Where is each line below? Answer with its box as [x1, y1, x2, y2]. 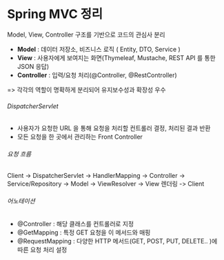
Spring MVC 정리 [7, 6, 103, 22]
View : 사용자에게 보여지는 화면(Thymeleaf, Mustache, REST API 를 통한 [17, 53, 216, 62]
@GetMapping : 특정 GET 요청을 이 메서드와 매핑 [17, 228, 151, 237]
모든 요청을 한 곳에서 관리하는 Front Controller [17, 132, 143, 141]
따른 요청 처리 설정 [17, 246, 68, 254]
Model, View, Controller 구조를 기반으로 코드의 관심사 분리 [7, 30, 165, 39]
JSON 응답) [17, 62, 50, 70]
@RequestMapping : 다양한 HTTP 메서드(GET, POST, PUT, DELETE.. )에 [17, 237, 218, 245]
